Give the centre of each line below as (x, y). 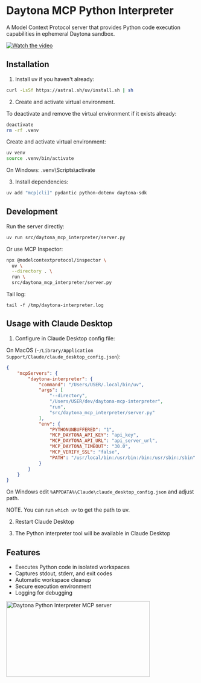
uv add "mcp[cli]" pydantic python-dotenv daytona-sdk (77, 193)
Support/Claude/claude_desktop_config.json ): (63, 356)
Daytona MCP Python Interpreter (90, 11)
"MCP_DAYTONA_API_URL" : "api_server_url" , (104, 441)
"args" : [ (51, 390)
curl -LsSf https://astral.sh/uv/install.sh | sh (70, 90)
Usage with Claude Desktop (59, 324)
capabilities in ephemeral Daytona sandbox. (61, 33)
